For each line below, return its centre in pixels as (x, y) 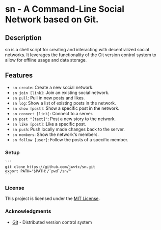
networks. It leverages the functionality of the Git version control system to (81, 55)
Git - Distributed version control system (52, 222)
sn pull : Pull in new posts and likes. (48, 98)
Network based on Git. (52, 19)
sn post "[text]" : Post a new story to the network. (64, 119)
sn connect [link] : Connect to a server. (53, 113)
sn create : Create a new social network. (53, 87)
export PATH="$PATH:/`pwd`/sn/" (38, 171)
